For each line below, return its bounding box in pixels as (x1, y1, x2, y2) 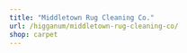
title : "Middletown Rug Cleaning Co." (9, 13, 155, 22)
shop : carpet (9, 30, 58, 39)
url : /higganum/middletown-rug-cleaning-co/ (9, 22, 179, 31)
